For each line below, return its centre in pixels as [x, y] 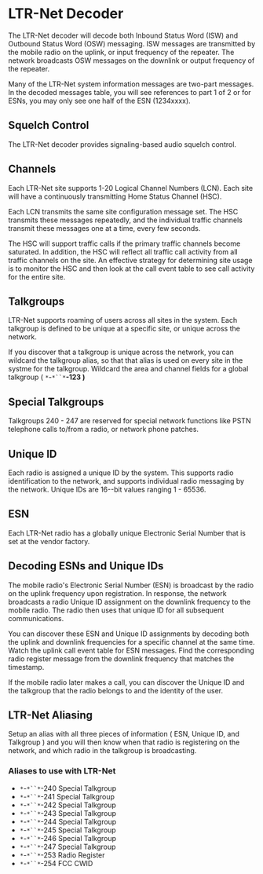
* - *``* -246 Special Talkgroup [68, 838]
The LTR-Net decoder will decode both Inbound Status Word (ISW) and [123, 35]
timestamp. [26, 667]
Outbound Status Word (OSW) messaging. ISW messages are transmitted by [132, 43]
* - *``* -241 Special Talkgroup [67, 796]
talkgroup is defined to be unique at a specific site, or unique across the [124, 329]
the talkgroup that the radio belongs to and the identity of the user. [116, 690]
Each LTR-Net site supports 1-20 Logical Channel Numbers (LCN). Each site [131, 188]
